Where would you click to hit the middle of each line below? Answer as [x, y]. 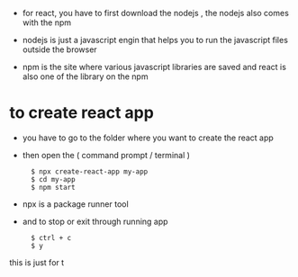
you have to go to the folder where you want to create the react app [148, 138]
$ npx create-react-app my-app [90, 171]
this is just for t [37, 262]
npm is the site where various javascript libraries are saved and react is [154, 67]
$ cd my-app [53, 179]
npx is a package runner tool [75, 204]
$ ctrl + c [51, 237]
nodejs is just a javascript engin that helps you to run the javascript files [155, 40]
